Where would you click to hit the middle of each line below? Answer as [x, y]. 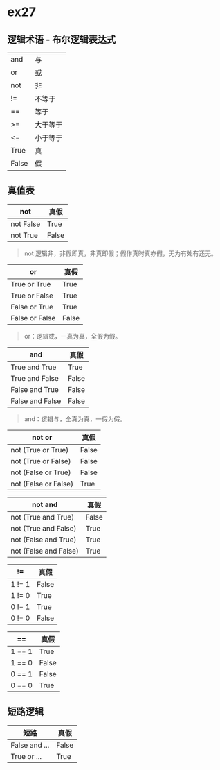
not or [42, 437]
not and [45, 504]
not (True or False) [41, 461]
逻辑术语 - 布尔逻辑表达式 [62, 39]
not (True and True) [43, 517]
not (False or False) [42, 484]
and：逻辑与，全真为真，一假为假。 [75, 419]
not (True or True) [40, 450]
